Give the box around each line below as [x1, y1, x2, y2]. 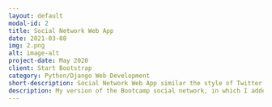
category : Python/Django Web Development [8, 72, 151, 80]
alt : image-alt [8, 49, 60, 57]
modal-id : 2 [8, 19, 49, 27]
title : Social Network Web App [8, 27, 114, 35]
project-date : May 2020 [8, 57, 89, 65]
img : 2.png [8, 42, 45, 50]
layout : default [8, 11, 63, 20]
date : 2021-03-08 [8, 34, 67, 43]
